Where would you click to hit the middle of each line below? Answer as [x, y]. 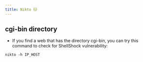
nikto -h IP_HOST [23, 55]
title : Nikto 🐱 [21, 9]
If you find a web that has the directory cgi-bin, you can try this [75, 41]
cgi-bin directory [31, 29]
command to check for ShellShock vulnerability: [60, 46]
